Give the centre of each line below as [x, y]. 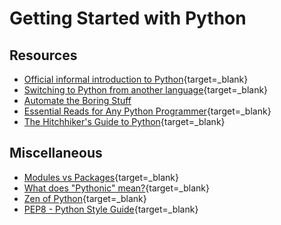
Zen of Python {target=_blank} [85, 198]
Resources [43, 55]
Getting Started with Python [128, 18]
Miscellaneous [56, 153]
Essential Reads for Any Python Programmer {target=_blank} [147, 111]
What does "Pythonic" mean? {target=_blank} [116, 188]
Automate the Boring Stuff [77, 100]
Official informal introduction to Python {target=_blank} [136, 79]
